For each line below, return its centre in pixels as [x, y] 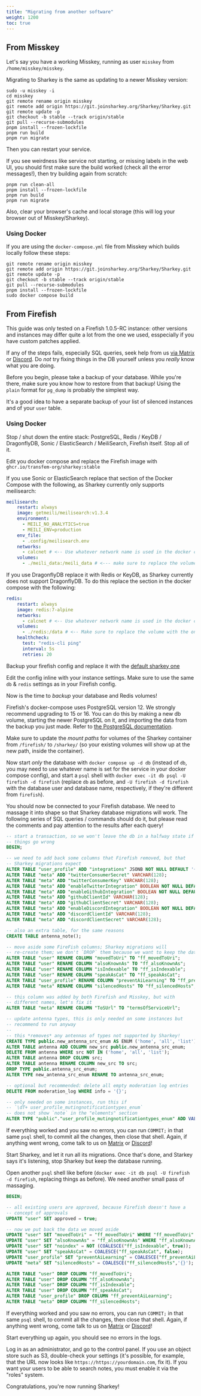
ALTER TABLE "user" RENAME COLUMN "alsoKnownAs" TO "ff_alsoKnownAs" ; [96, 964]
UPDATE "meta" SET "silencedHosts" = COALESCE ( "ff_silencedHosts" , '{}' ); [100, 1263]
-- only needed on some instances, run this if [67, 1102]
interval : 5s [38, 649]
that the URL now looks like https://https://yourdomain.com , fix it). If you [97, 1362]
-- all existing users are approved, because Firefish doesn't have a [96, 1207]
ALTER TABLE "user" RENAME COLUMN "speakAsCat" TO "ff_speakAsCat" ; [93, 975]
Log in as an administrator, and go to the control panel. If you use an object [99, 1349]
